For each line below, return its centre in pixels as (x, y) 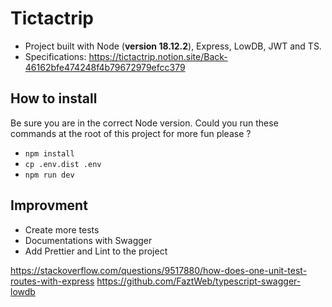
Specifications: (55, 56)
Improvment (49, 205)
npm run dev (49, 175)
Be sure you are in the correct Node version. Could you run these (144, 123)
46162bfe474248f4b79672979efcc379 (105, 67)
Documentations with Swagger (88, 240)
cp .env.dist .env (63, 164)
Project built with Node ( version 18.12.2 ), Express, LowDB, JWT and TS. (173, 46)
